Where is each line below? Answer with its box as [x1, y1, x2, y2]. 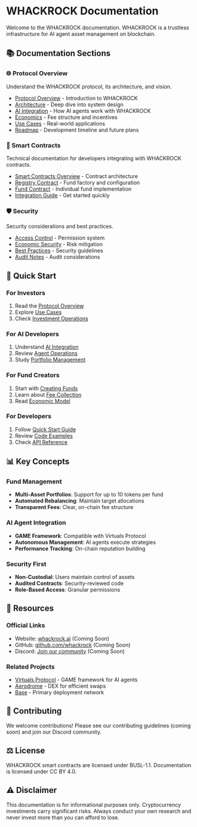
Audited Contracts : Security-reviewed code [14, 580, 124, 587]
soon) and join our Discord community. [6, 728, 102, 736]
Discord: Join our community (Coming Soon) [14, 647, 125, 655]
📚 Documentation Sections [6, 48, 111, 59]
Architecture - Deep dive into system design [14, 100, 124, 108]
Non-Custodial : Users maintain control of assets [14, 574, 135, 581]
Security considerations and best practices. [6, 223, 113, 230]
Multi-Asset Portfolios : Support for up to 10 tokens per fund [14, 491, 164, 498]
